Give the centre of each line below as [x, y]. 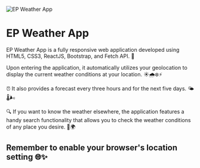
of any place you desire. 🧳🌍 [41, 127]
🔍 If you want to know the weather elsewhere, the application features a [95, 111]
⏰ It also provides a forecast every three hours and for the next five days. [96, 88]
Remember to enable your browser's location [92, 148]
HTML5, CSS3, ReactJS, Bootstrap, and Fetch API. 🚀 [70, 56]
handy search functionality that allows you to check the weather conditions [99, 120]
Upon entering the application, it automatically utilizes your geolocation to [97, 67]
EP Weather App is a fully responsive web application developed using [93, 49]
